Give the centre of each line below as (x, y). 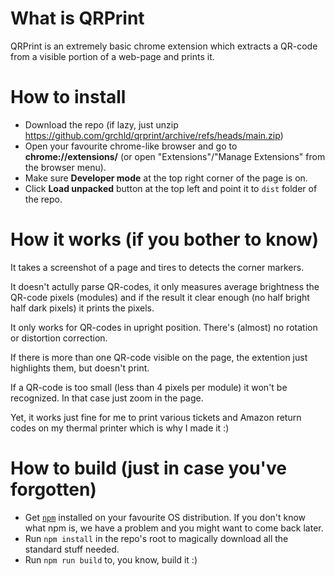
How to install (68, 97)
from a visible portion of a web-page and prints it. (112, 56)
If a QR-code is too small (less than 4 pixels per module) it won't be (149, 387)
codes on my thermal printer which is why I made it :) (120, 428)
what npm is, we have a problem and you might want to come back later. (174, 528)
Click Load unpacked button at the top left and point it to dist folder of (171, 188)
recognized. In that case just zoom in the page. (107, 398)
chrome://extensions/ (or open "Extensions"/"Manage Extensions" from (175, 156)
